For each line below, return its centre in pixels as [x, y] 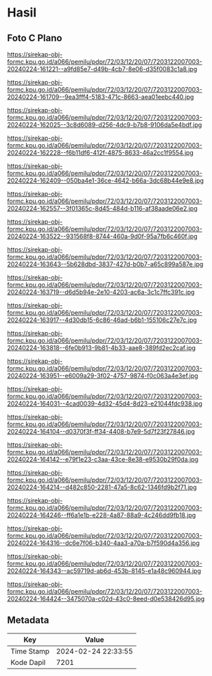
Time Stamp [30, 651]
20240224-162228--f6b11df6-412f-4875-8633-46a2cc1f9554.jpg [101, 153]
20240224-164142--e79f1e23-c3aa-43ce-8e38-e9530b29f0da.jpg [103, 459]
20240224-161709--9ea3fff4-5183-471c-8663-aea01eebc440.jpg [101, 97]
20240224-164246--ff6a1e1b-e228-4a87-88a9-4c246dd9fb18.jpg [102, 515]
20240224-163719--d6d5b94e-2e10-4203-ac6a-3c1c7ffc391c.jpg [101, 292]
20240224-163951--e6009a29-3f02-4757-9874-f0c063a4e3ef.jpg [103, 376]
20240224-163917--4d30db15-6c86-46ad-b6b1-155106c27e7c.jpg [102, 320]
